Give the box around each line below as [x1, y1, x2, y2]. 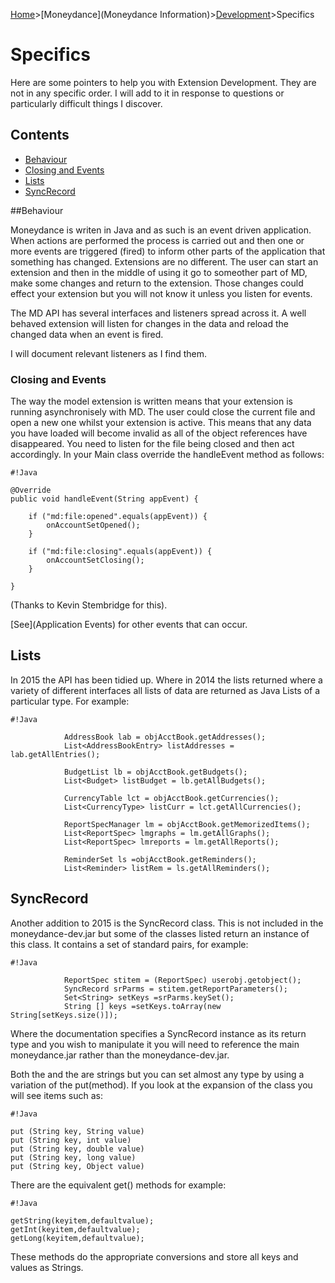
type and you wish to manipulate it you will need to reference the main [10, 1038, 300, 1050]
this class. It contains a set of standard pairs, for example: [10, 938, 249, 950]
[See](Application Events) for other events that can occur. [10, 619, 248, 631]
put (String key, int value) [10, 1135, 132, 1145]
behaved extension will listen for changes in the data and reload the [10, 317, 289, 329]
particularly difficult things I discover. [10, 97, 163, 109]
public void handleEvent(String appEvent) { [10, 494, 199, 504]
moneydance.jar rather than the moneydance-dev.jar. [10, 1049, 230, 1061]
